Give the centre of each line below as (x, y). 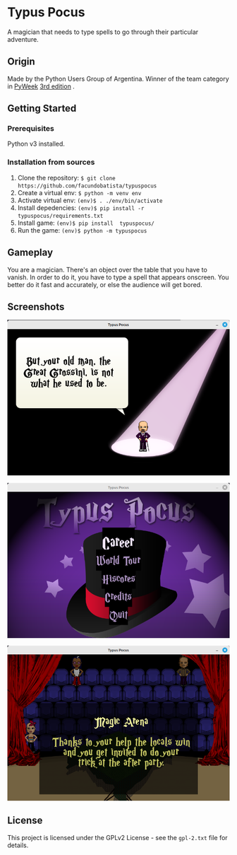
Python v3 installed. (36, 144)
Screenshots (36, 307)
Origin (21, 62)
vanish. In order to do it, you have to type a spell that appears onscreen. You (118, 277)
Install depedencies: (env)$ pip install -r (81, 208)
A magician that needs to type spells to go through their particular (103, 32)
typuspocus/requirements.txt (60, 216)
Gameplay (30, 253)
